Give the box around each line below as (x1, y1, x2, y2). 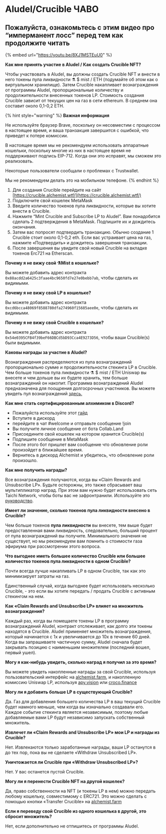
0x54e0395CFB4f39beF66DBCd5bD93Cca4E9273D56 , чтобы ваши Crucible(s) (5, 334, 150, 340)
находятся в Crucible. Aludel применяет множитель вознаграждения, (5, 628, 152, 634)
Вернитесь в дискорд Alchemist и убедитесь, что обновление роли (12, 452, 155, 458)
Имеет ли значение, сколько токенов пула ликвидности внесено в (5, 508, 150, 513)
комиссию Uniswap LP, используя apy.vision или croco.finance (5, 680, 137, 685)
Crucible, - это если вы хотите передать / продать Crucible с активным (5, 588, 156, 594)
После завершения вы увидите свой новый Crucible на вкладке (12, 245, 147, 251)
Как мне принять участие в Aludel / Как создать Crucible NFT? (5, 62, 141, 68)
